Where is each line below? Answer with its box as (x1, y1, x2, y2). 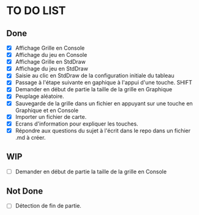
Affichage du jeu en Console (15, 51, 88, 59)
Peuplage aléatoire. (15, 92, 64, 100)
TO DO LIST (6, 4, 66, 18)
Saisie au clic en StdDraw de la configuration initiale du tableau (15, 72, 175, 80)
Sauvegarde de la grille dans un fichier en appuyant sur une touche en (15, 99, 193, 107)
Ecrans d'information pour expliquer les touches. (15, 120, 139, 127)
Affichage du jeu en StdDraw (15, 65, 89, 72)
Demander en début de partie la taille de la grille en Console (15, 168, 167, 175)
